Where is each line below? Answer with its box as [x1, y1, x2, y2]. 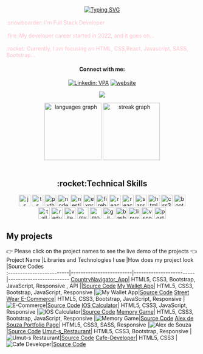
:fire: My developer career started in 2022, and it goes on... [6, 32, 155, 40]
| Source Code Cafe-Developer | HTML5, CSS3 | [60, 334, 178, 342]
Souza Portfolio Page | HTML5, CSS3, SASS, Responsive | [6, 321, 150, 328]
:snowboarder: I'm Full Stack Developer [6, 19, 105, 26]
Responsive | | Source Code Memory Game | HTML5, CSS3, [6, 308, 194, 316]
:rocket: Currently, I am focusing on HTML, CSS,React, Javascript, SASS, [6, 45, 188, 52]
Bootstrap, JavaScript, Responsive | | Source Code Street [6, 289, 190, 296]
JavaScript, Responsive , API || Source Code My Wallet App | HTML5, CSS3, [6, 282, 194, 290]
